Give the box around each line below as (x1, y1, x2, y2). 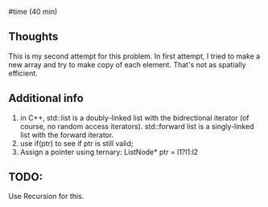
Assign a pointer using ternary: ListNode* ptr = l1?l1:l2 (19, 147, 199, 156)
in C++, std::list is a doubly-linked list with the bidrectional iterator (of (19, 112, 249, 123)
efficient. (8, 68, 38, 78)
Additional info (8, 91, 85, 105)
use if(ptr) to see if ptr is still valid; (19, 138, 134, 148)
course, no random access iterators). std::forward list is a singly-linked (19, 121, 254, 131)
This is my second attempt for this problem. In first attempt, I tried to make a (8, 51, 261, 61)
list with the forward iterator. (19, 130, 114, 140)
